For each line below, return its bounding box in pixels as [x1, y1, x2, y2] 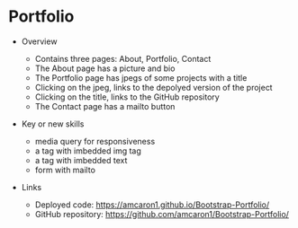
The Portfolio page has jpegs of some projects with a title [34, 72, 248, 83]
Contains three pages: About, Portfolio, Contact [34, 53, 212, 64]
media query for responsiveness [34, 136, 156, 146]
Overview [21, 36, 58, 47]
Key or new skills [21, 118, 85, 129]
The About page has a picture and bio [34, 63, 176, 74]
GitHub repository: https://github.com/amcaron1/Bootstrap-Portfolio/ [34, 208, 290, 219]
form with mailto [34, 164, 96, 175]
